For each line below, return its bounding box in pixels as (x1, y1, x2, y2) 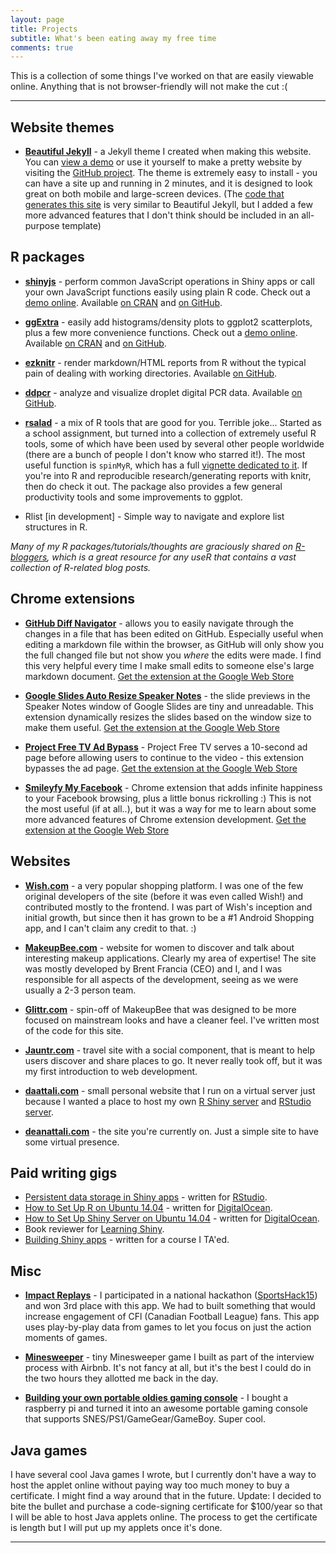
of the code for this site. (24, 1024, 124, 1036)
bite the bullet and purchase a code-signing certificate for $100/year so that (10, 1500, 323, 1512)
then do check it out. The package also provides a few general (24, 480, 283, 492)
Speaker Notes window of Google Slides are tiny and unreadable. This (24, 700, 314, 712)
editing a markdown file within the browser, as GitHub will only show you (24, 638, 325, 650)
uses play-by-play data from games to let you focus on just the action (24, 1321, 312, 1333)
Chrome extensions (10, 591, 135, 608)
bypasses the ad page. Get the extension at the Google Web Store (24, 762, 298, 774)
